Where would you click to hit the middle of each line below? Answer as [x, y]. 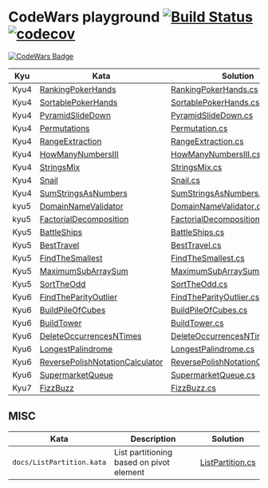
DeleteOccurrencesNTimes [91, 335]
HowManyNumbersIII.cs [216, 154]
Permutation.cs [199, 128]
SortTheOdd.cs [199, 284]
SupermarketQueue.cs [213, 375]
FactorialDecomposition [84, 219]
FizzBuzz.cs [194, 387]
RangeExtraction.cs [207, 141]
